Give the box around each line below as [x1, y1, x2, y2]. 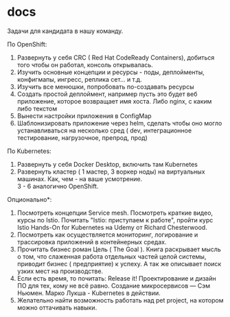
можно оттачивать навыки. [16, 303, 97, 312]
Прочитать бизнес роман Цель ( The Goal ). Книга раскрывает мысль [16, 245, 221, 253]
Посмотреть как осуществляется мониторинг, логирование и [16, 231, 198, 239]
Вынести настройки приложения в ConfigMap [16, 111, 152, 120]
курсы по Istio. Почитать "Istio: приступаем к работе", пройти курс [16, 215, 214, 224]
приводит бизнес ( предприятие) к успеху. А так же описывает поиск [16, 259, 222, 268]
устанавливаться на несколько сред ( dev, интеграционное [16, 126, 192, 134]
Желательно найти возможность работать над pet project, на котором [16, 296, 224, 304]
